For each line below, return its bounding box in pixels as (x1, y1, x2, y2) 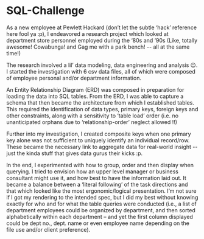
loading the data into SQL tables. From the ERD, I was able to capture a (6, 92, 184, 100)
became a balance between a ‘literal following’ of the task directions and (6, 181, 188, 188)
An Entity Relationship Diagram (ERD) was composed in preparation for (6, 86, 185, 93)
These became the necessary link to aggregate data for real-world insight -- (6, 143, 198, 150)
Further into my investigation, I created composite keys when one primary (6, 130, 191, 137)
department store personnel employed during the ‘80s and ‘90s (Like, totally (6, 36, 198, 44)
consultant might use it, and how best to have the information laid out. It (6, 174, 187, 181)
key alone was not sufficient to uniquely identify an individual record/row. (6, 136, 190, 144)
